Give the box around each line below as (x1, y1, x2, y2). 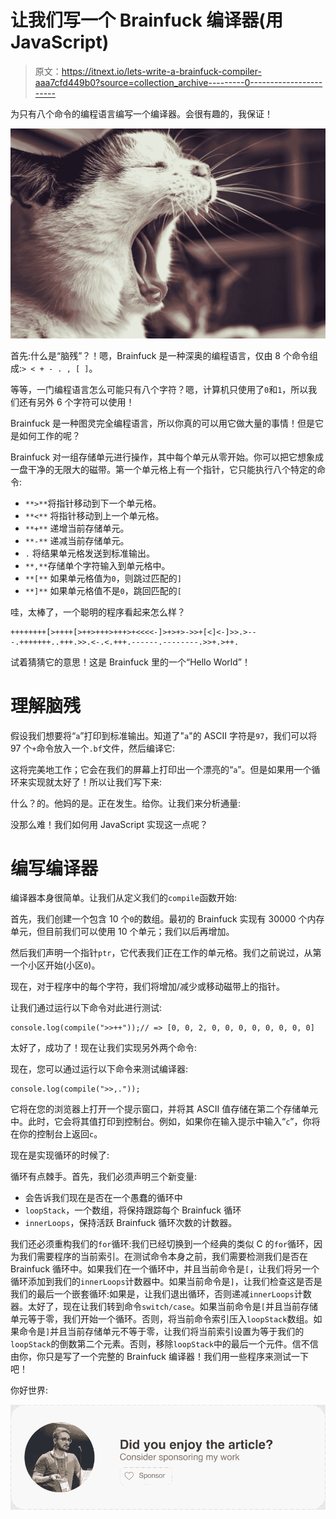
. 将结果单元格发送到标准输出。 (24, 547, 155, 559)
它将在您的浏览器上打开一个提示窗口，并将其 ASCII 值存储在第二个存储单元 (10, 1103, 319, 1115)
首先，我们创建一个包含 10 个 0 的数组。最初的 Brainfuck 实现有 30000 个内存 (10, 913, 325, 925)
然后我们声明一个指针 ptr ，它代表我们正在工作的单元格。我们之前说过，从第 (10, 947, 322, 959)
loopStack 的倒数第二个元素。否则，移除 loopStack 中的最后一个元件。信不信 (10, 1338, 319, 1350)
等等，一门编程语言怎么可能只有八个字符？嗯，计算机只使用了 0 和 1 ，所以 (10, 383, 309, 395)
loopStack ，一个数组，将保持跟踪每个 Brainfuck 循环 (24, 1204, 242, 1216)
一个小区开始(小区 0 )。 (10, 959, 101, 971)
